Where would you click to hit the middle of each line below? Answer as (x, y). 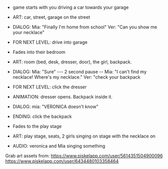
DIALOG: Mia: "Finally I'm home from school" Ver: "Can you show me (85, 27)
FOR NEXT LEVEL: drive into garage (50, 42)
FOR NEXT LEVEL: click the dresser (50, 87)
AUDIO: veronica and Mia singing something (59, 146)
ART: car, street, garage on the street (51, 17)
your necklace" (28, 32)
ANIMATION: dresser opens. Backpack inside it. (62, 97)
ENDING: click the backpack (42, 116)
